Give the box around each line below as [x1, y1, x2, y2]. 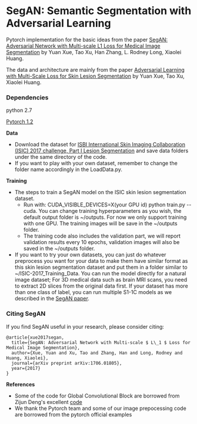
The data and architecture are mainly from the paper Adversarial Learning [6, 66, 185, 73]
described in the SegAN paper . [14, 295, 90, 302]
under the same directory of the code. [14, 153, 107, 161]
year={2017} [11, 365, 41, 371]
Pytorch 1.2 [6, 118, 34, 125]
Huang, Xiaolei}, [6, 355, 49, 361]
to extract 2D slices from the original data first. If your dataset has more [14, 282, 188, 289]
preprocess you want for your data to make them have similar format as [14, 258, 188, 265]
